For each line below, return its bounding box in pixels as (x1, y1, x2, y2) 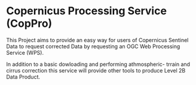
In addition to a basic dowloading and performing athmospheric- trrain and (6, 61, 190, 68)
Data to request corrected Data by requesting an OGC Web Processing (6, 43, 180, 50)
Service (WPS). (6, 49, 44, 56)
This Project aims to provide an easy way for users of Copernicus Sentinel (6, 36, 189, 43)
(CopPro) (6, 17, 53, 30)
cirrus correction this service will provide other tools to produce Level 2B (6, 67, 186, 74)
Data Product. (6, 73, 41, 80)
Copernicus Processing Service (6, 4, 167, 18)
